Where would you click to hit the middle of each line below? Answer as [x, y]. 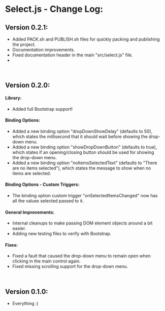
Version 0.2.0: [28, 85]
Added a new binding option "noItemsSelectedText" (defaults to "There [85, 163]
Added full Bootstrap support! [42, 109]
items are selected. [32, 173]
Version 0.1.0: [27, 291]
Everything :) [25, 304]
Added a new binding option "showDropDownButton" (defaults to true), [84, 147]
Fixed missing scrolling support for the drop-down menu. [70, 267]
